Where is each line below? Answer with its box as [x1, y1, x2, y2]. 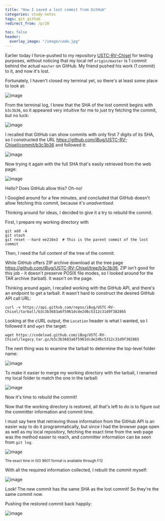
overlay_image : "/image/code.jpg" [9, 39, 80, 44]
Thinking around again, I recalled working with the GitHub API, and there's [5, 285, 155, 291]
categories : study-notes [5, 12, 56, 17]
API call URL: [5, 295, 31, 301]
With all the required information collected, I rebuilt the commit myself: [5, 467, 148, 473]
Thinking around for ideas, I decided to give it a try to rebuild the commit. [5, 210, 153, 215]
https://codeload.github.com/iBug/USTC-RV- [16, 333, 107, 337]
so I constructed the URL [5, 136, 55, 143]
